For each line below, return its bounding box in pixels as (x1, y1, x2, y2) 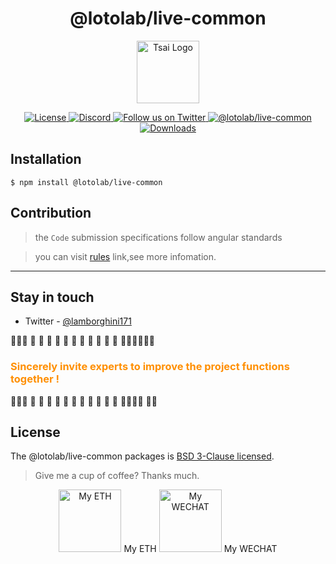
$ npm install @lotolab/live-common (10, 177, 163, 187)
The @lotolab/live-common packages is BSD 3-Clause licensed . (10, 450, 275, 462)
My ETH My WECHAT (123, 543, 278, 555)
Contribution (10, 205, 92, 222)
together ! (10, 372, 60, 386)
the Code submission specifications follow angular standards (34, 231, 283, 243)
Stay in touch (10, 288, 95, 306)
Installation (10, 151, 82, 168)
